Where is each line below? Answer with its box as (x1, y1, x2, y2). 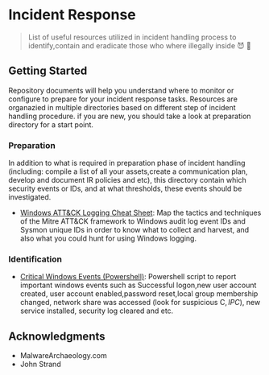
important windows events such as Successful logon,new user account (19, 280, 257, 291)
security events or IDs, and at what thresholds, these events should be (8, 183, 242, 194)
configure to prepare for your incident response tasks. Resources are (8, 94, 238, 104)
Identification (8, 253, 63, 265)
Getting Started (8, 64, 88, 78)
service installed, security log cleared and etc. (19, 306, 174, 315)
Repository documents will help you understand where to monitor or (8, 85, 234, 95)
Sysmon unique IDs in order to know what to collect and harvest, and (19, 225, 250, 235)
